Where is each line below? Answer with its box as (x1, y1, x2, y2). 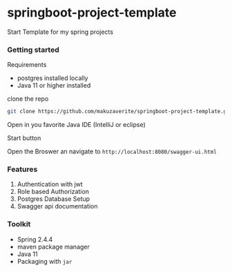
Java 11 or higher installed (17, 81, 91, 90)
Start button (7, 134, 41, 142)
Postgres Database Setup (17, 195, 90, 203)
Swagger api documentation (17, 202, 98, 211)
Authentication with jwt (17, 180, 83, 188)
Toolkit (7, 220, 31, 229)
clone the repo (7, 95, 49, 103)
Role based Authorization (17, 188, 90, 196)
